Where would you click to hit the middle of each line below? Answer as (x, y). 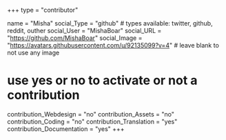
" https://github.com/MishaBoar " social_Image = (75, 38)
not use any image (33, 52)
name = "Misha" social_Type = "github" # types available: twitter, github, (110, 23)
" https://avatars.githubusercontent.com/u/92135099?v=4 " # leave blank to (113, 45)
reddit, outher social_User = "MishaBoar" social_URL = (84, 31)
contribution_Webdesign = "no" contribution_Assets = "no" (91, 114)
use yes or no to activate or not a (102, 80)
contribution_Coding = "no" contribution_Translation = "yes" (92, 121)
